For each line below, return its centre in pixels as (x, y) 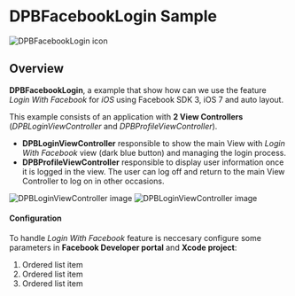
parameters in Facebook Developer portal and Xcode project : (123, 247)
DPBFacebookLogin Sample (113, 16)
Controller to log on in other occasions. (93, 181)
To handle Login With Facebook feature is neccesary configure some (135, 238)
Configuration (35, 218)
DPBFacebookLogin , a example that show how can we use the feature (138, 90)
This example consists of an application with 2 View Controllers (126, 116)
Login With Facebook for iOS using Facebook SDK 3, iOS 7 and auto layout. (147, 99)
